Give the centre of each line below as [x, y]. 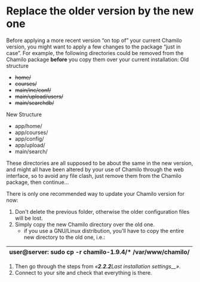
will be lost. [29, 218]
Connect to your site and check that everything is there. [83, 272]
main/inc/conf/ [33, 90]
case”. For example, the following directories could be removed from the [95, 53]
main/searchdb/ [34, 102]
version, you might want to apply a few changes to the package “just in [93, 47]
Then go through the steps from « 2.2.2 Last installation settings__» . [98, 266]
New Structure [24, 114]
